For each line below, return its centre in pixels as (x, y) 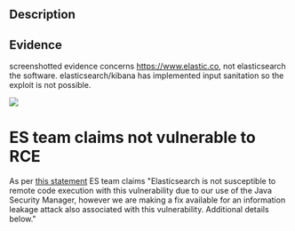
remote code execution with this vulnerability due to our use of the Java (141, 191)
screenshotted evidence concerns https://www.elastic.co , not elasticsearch (147, 67)
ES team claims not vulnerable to (132, 138)
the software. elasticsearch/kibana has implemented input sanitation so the (147, 76)
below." (23, 219)
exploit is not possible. (50, 85)
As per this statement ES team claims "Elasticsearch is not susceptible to (143, 181)
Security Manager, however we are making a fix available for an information (147, 200)
